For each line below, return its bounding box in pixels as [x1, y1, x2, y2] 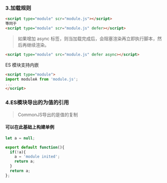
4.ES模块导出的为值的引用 [5, 99, 70, 106]
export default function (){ [5, 144, 65, 150]
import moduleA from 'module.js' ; [5, 77, 79, 82]
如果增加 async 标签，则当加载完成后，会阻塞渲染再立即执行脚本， [17, 35, 158, 42]
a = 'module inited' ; [14, 154, 60, 159]
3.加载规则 [5, 4, 31, 11]
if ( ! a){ [10, 150, 26, 155]
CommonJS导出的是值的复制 [17, 112, 78, 118]
